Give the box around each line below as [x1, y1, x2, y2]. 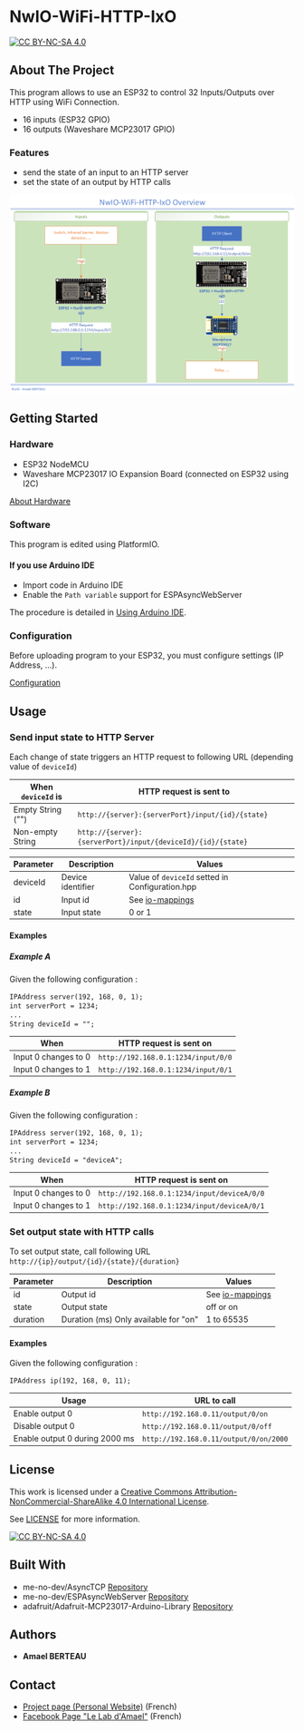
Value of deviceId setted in [128, 872, 229, 883]
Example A [9, 951, 52, 962]
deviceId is [21, 791, 63, 802]
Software [9, 518, 52, 531]
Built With [9, 1558, 66, 1573]
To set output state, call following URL [9, 1246, 151, 1257]
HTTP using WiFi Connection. [9, 96, 119, 107]
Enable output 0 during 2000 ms [13, 1433, 135, 1444]
